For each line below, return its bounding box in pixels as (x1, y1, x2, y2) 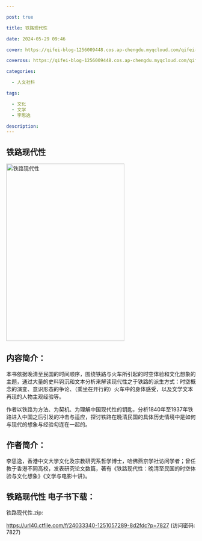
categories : (6, 69, 36, 75)
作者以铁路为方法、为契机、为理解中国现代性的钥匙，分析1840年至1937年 (6, 405, 188, 413)
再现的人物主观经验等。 (6, 393, 64, 400)
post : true (6, 14, 34, 20)
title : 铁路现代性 (6, 25, 48, 31)
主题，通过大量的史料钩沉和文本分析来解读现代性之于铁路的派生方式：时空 (6, 378, 191, 385)
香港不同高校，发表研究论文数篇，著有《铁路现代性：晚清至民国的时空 (16, 464, 191, 472)
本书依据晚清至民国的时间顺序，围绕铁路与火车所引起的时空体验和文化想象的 (6, 370, 196, 377)
